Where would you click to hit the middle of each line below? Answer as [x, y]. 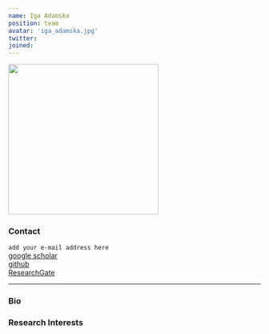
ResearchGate [32, 273]
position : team [34, 23]
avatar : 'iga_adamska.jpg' [53, 31]
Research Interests [46, 323]
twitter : [23, 38]
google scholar [33, 256]
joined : [21, 46]
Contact [24, 231]
